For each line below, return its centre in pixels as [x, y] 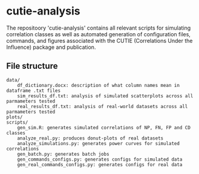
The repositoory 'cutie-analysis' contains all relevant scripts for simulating [99, 28]
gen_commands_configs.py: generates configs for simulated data [100, 159]
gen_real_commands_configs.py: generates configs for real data [100, 164]
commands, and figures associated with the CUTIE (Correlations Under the [99, 40]
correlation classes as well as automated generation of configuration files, [98, 34]
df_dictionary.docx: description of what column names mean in [99, 85]
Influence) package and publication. [51, 47]
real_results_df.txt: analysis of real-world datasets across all [103, 106]
